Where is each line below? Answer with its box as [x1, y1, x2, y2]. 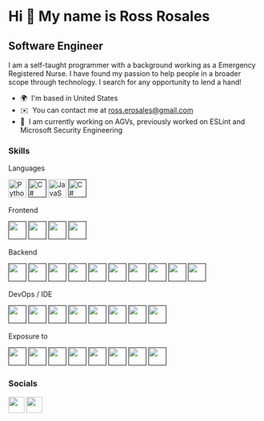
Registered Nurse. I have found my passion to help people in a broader [8, 69, 242, 78]
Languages [8, 163, 46, 173]
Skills [8, 145, 30, 156]
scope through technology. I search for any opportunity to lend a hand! [8, 78, 242, 86]
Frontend [8, 206, 38, 215]
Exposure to [8, 331, 48, 341]
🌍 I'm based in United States [19, 94, 118, 102]
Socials [8, 378, 38, 389]
